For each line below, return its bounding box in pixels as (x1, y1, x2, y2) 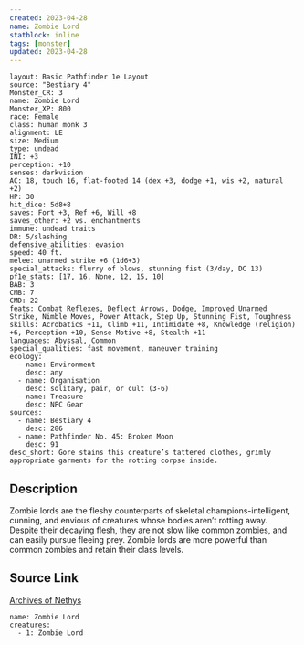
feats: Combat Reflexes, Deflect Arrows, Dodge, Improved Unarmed (9, 304, 267, 313)
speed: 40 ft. (9, 248, 64, 258)
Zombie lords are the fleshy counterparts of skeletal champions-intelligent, (9, 504, 290, 516)
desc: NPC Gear (26, 400, 84, 409)
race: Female (9, 112, 59, 122)
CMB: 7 (9, 289, 35, 298)
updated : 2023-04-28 (9, 48, 89, 57)
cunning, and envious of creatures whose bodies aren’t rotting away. (9, 514, 267, 525)
